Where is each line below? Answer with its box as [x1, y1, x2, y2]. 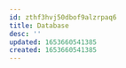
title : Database [9, 21, 69, 30]
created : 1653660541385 [9, 46, 98, 55]
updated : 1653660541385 [9, 37, 98, 47]
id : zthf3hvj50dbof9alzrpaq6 [9, 12, 117, 22]
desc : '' [9, 29, 42, 38]
